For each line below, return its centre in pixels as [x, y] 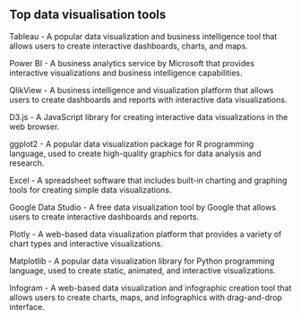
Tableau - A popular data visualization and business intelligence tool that [143, 36]
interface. [27, 306]
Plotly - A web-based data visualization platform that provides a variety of [146, 234]
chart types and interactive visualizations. [86, 243]
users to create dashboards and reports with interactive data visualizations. [148, 99]
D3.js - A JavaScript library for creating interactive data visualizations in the [149, 116]
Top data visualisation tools [88, 15]
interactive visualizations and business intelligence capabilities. [126, 73]
